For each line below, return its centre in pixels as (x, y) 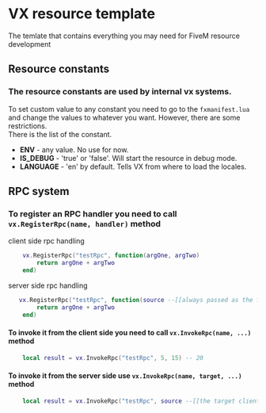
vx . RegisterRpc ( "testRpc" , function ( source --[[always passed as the (136, 300)
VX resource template (82, 14)
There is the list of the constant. (60, 134)
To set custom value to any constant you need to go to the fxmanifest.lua (129, 109)
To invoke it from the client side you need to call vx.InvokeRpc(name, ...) (130, 333)
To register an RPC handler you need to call (93, 213)
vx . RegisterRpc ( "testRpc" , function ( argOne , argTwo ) (111, 256)
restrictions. (28, 126)
